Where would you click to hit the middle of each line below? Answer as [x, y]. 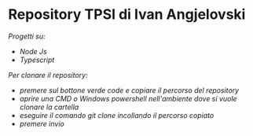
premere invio [42, 123]
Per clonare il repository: [48, 75]
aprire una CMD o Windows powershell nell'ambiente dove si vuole [128, 98]
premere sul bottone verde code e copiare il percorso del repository [129, 90]
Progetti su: [27, 36]
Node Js [33, 51]
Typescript [37, 60]
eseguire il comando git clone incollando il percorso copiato [117, 115]
